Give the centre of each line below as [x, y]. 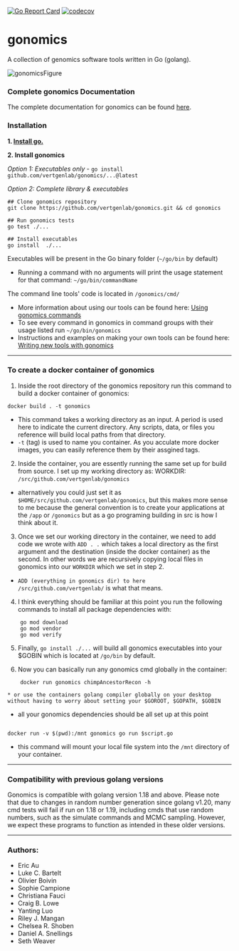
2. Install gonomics [36, 155]
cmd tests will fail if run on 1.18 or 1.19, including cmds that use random [111, 810]
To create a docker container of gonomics [81, 370]
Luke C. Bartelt [39, 873]
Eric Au [28, 866]
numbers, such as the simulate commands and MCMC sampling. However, [117, 817]
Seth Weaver [36, 941]
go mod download [44, 622]
